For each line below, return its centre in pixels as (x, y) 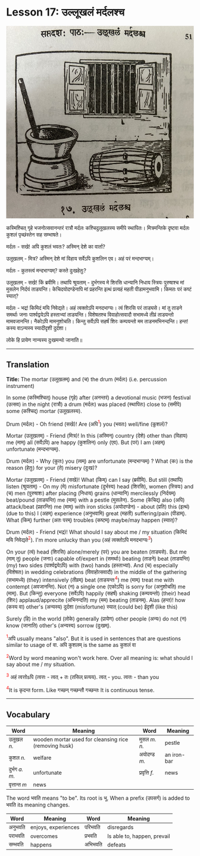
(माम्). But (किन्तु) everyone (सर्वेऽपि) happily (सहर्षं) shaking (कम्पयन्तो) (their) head (98, 593)
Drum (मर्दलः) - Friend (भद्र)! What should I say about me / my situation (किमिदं (97, 532)
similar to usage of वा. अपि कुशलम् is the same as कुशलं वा (71, 645)
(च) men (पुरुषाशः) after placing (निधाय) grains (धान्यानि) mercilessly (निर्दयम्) (91, 493)
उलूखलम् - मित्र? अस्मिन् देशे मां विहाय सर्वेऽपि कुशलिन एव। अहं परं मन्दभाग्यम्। (80, 259)
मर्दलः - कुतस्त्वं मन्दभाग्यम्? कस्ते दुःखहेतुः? (46, 270)
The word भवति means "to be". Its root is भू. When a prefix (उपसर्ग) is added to (98, 798)
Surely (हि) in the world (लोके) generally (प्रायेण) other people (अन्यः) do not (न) (96, 619)
